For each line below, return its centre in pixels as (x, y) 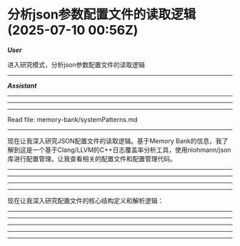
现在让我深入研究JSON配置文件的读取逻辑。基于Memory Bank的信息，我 (115, 140)
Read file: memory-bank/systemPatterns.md (72, 119)
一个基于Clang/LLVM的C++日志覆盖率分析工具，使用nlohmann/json (131, 150)
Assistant (22, 86)
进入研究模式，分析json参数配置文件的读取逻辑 (76, 64)
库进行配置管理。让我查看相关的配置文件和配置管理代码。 (92, 158)
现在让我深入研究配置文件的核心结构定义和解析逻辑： (86, 200)
